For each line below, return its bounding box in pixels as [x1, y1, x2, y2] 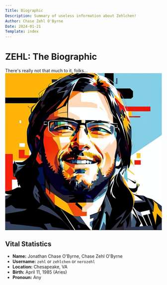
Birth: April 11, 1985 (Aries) [12, 269, 67, 275]
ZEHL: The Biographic [5, 51, 97, 62]
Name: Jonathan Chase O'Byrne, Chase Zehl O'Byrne [12, 253, 123, 259]
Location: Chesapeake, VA [12, 264, 68, 270]
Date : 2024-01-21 [5, 24, 41, 29]
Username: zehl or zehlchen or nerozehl [12, 258, 95, 264]
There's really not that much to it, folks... [5, 68, 88, 74]
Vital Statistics [5, 240, 52, 249]
